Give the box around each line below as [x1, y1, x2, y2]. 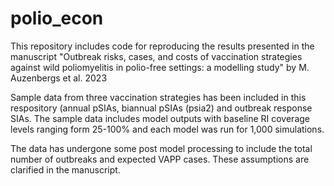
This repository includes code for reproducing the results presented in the [10, 40, 315, 52]
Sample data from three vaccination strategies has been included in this [10, 91, 307, 103]
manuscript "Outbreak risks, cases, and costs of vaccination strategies [10, 50, 303, 62]
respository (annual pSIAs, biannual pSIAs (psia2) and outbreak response [10, 102, 313, 114]
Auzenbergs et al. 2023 [10, 72, 108, 84]
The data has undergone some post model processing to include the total [10, 142, 313, 154]
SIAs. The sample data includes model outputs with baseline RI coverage [10, 112, 311, 124]
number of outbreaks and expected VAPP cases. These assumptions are [10, 153, 310, 165]
